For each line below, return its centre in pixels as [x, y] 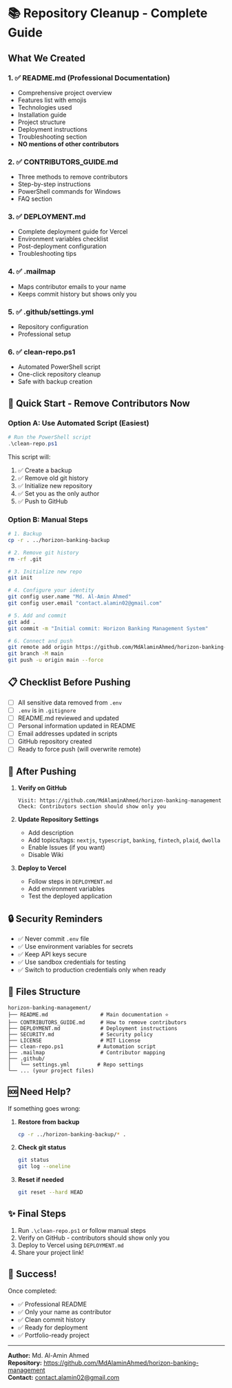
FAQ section [35, 199]
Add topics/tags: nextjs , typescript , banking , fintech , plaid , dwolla [124, 840]
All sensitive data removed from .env [70, 702]
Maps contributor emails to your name [72, 286]
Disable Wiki [46, 855]
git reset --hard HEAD [50, 1193]
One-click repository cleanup [59, 374]
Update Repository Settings [58, 819]
